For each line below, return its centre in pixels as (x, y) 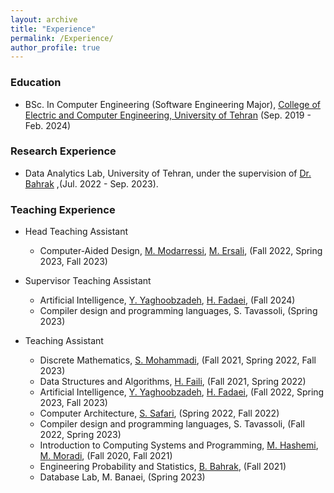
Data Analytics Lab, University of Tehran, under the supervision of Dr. (168, 173)
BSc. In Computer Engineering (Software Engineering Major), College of (173, 104)
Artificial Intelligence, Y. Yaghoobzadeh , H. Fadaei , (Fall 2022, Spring (182, 392)
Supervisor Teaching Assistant (88, 281)
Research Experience (63, 151)
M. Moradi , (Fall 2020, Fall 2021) (106, 456)
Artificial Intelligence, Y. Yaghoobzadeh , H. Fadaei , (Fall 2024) (167, 300)
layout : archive (44, 19)
